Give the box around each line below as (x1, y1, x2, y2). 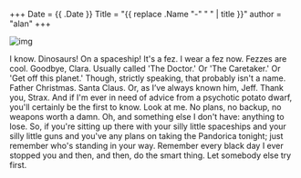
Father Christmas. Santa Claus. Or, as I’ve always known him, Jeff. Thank (9, 83, 285, 93)
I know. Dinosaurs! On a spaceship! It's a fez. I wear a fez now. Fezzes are (9, 54, 287, 64)
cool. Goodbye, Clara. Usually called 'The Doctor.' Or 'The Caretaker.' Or (9, 64, 281, 74)
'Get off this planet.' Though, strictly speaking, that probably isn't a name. (9, 73, 286, 84)
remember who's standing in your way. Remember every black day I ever (9, 141, 285, 151)
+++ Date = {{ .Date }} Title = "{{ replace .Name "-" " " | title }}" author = (9, 9, 282, 19)
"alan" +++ (9, 18, 52, 29)
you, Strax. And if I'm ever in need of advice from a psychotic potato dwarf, (9, 92, 293, 103)
